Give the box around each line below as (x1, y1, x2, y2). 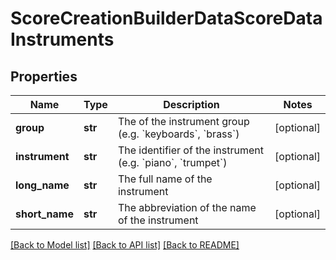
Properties (10, 68, 78, 85)
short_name (15, 207, 74, 221)
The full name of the (117, 172, 213, 186)
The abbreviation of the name (117, 201, 257, 214)
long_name (15, 178, 70, 192)
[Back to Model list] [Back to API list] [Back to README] (10, 239, 240, 251)
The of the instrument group (117, 115, 250, 128)
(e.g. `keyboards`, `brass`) (117, 127, 240, 141)
